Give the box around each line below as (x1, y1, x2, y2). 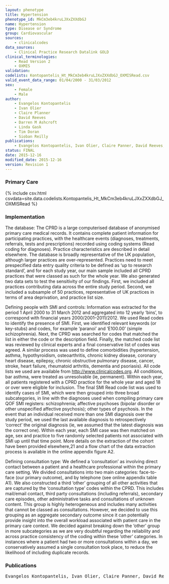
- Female (14, 87, 33, 92)
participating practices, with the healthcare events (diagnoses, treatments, (5, 235, 160, 242)
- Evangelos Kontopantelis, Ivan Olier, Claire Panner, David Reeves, (14, 143, 165, 149)
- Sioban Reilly (14, 134, 49, 139)
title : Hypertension (5, 12, 49, 17)
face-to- (139, 469, 157, 475)
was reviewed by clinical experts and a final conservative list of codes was (5, 342, 160, 348)
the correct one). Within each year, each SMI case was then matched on (5, 427, 155, 433)
